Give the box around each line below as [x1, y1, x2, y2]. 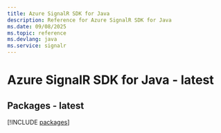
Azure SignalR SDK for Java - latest [7, 72, 215, 88]
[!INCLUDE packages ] [7, 118, 70, 126]
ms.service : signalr [7, 42, 67, 49]
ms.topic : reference [7, 29, 67, 37]
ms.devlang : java [7, 36, 58, 43]
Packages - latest [7, 100, 85, 112]
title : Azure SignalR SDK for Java [7, 10, 110, 17]
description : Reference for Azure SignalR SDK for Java [7, 17, 172, 24]
